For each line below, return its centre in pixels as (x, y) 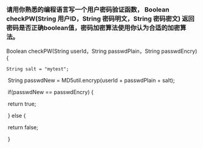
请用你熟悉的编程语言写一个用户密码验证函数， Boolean (88, 9)
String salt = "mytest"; (38, 69)
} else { (17, 116)
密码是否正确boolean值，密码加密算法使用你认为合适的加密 (93, 27)
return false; (23, 127)
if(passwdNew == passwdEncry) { (51, 92)
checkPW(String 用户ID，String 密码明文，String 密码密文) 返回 (100, 18)
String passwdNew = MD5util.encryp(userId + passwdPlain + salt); (91, 81)
